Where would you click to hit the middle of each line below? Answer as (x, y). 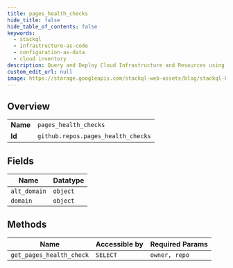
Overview (29, 106)
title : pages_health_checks (48, 14)
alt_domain (28, 191)
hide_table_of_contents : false (52, 26)
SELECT (107, 255)
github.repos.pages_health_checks (94, 136)
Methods (27, 225)
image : (17, 78)
